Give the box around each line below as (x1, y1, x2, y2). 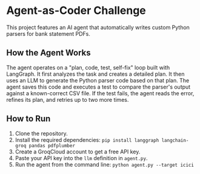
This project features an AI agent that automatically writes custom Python (6, 24, 190, 31)
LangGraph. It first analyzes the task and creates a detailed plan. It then (6, 70, 185, 78)
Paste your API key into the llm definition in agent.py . (15, 154, 148, 161)
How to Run (6, 113, 51, 124)
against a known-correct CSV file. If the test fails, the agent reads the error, (6, 89, 195, 97)
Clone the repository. (15, 130, 68, 137)
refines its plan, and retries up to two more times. (6, 96, 129, 103)
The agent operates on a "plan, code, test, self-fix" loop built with (6, 64, 170, 71)
